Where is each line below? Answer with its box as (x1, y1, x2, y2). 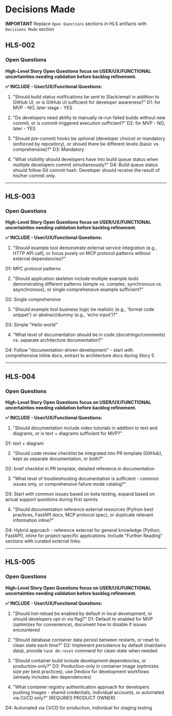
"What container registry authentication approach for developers (12, 684, 149, 690)
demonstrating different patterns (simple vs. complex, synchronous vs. (12, 281, 163, 287)
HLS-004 (5, 372, 36, 381)
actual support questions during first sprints (5, 496, 98, 502)
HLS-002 (5, 41, 35, 50)
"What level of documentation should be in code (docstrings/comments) (12, 332, 165, 338)
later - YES (12, 125, 36, 131)
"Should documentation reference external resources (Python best (12, 506, 154, 512)
